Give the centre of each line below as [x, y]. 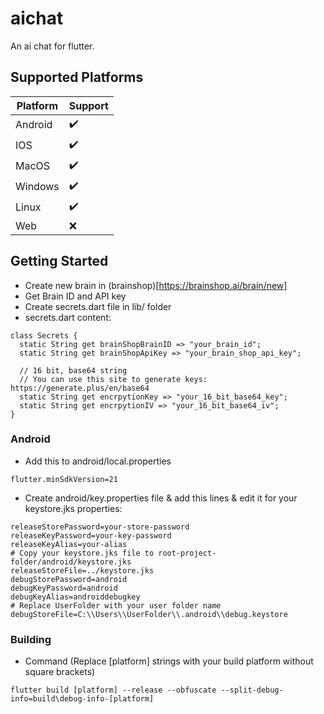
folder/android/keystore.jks [71, 562]
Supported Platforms [77, 77]
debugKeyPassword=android [64, 588]
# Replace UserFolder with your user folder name [116, 605]
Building [31, 639]
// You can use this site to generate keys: [113, 379]
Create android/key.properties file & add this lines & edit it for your [161, 498]
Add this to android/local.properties [98, 461]
